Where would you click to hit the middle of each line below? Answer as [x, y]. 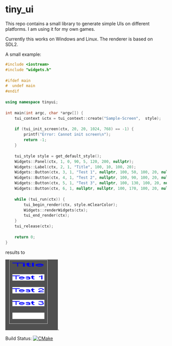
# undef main [20, 86]
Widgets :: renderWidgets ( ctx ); [56, 210]
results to [15, 252]
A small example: [23, 54]
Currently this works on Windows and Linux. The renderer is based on [79, 39]
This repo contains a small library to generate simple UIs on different [78, 24]
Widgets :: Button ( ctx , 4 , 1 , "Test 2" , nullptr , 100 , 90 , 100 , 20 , [87, 178]
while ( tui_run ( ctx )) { [40, 199]
